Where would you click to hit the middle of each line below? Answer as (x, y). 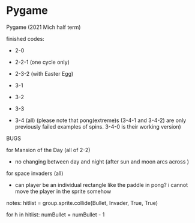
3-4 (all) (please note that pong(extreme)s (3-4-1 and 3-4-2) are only (100, 120)
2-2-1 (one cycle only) (42, 62)
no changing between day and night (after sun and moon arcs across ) (102, 161)
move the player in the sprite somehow (63, 191)
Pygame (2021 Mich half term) (43, 27)
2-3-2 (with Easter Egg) (44, 73)
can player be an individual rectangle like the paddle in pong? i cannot (101, 185)
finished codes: (25, 38)
